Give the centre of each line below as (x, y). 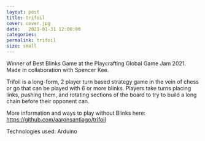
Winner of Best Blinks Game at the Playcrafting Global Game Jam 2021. (96, 63)
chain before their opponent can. (48, 101)
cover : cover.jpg (29, 23)
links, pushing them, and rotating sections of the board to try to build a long (102, 95)
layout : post (23, 12)
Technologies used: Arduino (42, 131)
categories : (21, 35)
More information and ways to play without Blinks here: (76, 113)
